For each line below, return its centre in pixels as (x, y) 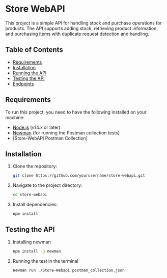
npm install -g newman (37, 251)
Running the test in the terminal (46, 261)
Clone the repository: (35, 166)
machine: (15, 117)
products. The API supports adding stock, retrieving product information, (81, 28)
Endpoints (23, 84)
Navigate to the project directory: (47, 185)
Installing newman (32, 242)
